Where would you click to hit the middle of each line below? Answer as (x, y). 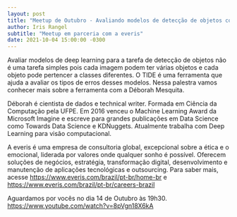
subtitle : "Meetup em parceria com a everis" (75, 33)
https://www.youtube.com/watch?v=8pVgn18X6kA (80, 206)
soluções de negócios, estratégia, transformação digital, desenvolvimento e (117, 162)
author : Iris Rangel (38, 27)
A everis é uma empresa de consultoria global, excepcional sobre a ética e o (118, 147)
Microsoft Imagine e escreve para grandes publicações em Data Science (113, 119)
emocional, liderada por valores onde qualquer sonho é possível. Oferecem (117, 155)
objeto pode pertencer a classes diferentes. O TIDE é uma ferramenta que (115, 75)
